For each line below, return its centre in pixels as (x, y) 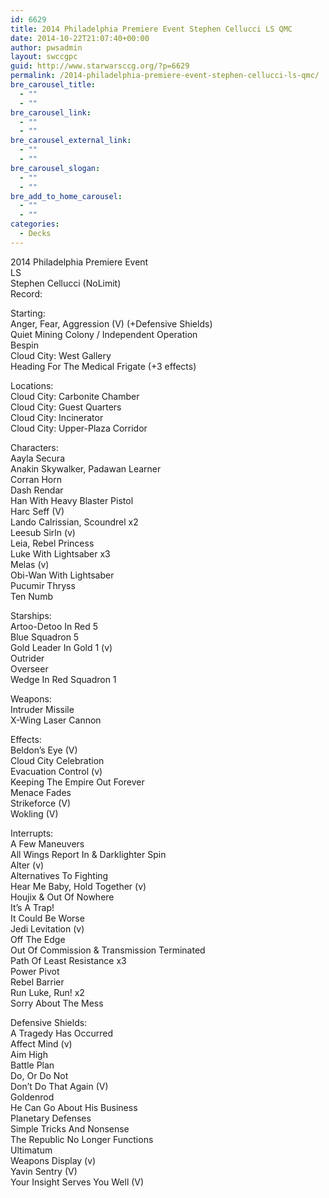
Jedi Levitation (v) (47, 928)
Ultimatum (31, 1150)
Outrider (27, 658)
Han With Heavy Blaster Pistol (72, 500)
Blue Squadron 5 (45, 637)
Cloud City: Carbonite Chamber (75, 396)
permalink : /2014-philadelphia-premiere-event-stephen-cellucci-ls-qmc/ (165, 76)
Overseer (29, 668)
